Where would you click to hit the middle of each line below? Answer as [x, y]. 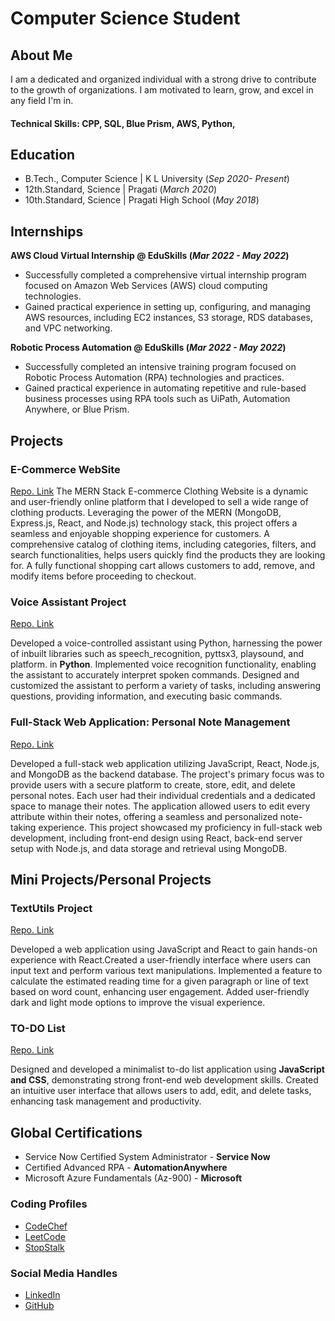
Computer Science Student [125, 18]
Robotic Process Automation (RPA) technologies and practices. [154, 378]
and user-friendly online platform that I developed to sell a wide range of [159, 501]
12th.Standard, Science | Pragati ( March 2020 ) [121, 189]
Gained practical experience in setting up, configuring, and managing [167, 307]
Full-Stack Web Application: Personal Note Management [150, 722]
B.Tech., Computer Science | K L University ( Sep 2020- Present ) [157, 179]
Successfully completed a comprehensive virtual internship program [165, 275]
